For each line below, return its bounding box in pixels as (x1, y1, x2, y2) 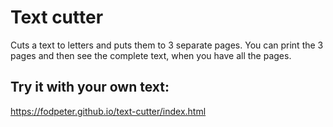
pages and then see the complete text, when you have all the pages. (10, 49, 292, 61)
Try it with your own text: (10, 79, 170, 96)
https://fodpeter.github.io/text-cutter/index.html (10, 105, 207, 117)
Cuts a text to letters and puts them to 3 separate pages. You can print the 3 (10, 39, 324, 51)
